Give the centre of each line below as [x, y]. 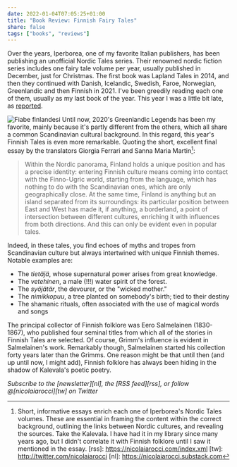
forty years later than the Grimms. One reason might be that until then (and [116, 355]
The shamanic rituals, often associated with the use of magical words [118, 304]
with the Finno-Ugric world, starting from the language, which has [120, 179]
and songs [33, 311]
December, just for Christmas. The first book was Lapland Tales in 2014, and [118, 76]
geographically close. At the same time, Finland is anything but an [120, 194]
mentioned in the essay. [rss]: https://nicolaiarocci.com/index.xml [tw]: [120, 449]
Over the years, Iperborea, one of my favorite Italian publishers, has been [114, 54]
